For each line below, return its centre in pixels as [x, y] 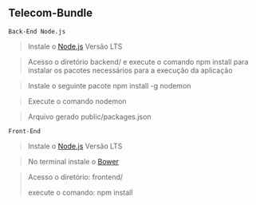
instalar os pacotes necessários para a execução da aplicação [130, 70]
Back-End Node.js [37, 31]
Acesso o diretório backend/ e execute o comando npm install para [138, 61]
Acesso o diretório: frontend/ [75, 177]
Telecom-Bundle [51, 13]
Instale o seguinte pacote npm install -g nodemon [109, 85]
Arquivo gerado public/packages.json [89, 116]
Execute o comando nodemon [77, 101]
